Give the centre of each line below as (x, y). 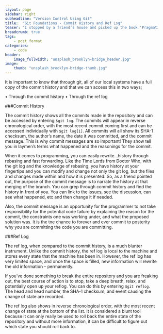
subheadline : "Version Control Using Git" (49, 18)
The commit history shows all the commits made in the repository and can (79, 115)
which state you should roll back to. (41, 326)
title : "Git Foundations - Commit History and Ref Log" (64, 23)
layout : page (18, 9)
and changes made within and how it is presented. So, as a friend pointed (79, 176)
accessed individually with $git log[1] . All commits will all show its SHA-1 (79, 131)
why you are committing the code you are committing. (59, 227)
